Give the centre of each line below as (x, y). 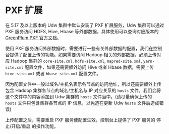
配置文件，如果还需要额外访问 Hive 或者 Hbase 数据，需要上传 (89, 67)
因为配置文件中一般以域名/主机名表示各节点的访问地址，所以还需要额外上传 (83, 84)
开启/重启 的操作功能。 (35, 126)
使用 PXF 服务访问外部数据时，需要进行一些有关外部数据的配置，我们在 (79, 48)
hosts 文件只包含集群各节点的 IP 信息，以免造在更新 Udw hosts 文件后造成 (82, 103)
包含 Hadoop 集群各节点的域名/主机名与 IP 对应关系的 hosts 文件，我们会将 (83, 90)
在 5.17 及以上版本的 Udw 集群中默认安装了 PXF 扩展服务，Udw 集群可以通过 (85, 25)
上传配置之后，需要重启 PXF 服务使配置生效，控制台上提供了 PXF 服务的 (80, 120)
